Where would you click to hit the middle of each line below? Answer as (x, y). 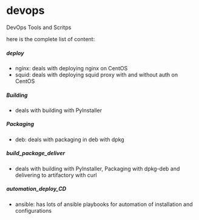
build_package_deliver (36, 153)
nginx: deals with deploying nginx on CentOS (71, 68)
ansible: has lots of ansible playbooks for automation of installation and (104, 204)
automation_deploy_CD (36, 189)
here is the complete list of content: (51, 39)
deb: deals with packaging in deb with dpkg (69, 139)
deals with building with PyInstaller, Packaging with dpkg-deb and (97, 168)
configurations (33, 210)
